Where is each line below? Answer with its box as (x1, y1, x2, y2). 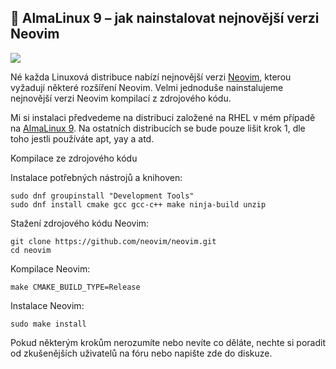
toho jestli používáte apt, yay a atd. (10, 132, 155, 145)
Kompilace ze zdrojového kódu (10, 152, 138, 164)
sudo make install (10, 319, 87, 329)
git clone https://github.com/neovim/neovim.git (10, 236, 217, 246)
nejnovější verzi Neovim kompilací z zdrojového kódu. (10, 92, 232, 104)
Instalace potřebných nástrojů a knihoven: (10, 171, 183, 183)
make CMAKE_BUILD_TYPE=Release (10, 282, 141, 292)
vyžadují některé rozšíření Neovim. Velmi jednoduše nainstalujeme (10, 81, 284, 93)
